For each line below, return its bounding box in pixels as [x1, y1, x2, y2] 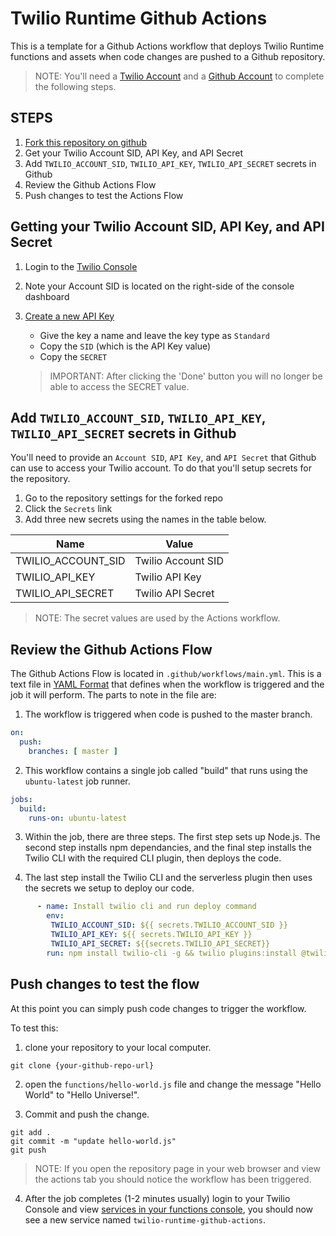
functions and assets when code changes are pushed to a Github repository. [10, 50, 326, 62]
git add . [10, 1127, 52, 1137]
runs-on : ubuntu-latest [28, 813, 128, 823]
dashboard [24, 290, 70, 302]
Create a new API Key [24, 310, 115, 322]
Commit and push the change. [24, 1108, 150, 1120]
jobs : [10, 794, 33, 804]
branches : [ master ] [28, 746, 118, 756]
